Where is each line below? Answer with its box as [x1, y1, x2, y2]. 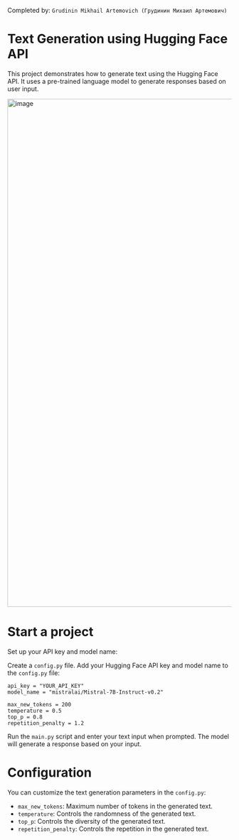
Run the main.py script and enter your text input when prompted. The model [7, 732, 230, 741]
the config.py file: [7, 668, 60, 677]
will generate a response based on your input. [7, 739, 142, 748]
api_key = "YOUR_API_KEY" [7, 682, 84, 689]
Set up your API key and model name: [7, 647, 118, 656]
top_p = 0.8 [7, 714, 43, 721]
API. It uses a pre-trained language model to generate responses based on [7, 77, 226, 85]
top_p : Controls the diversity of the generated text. [17, 817, 166, 825]
